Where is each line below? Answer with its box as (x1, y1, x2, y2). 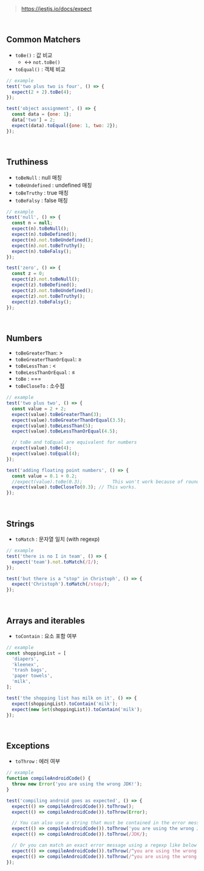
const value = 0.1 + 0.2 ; (12, 473, 78, 479)
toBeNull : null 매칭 (15, 173, 63, 181)
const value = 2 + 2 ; (12, 406, 67, 412)
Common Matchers (6, 35, 81, 45)
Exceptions (6, 740, 50, 751)
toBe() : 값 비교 (15, 51, 53, 58)
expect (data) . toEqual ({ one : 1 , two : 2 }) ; (12, 122, 118, 128)
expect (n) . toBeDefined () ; (12, 231, 78, 237)
